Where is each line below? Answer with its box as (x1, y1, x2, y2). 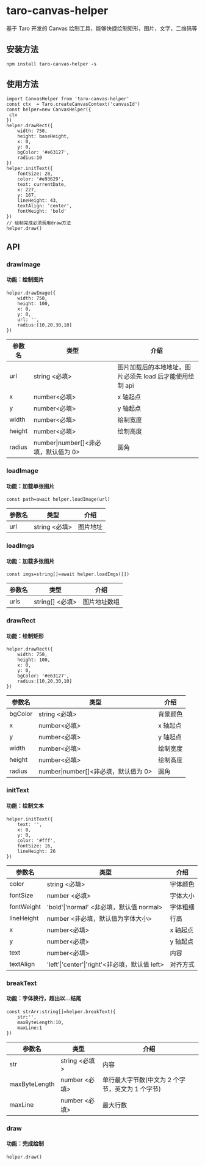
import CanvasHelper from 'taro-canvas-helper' (6, 95, 130, 101)
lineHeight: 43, (17, 197, 59, 204)
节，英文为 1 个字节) (102, 1085, 162, 1093)
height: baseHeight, (17, 133, 70, 139)
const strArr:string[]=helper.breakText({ (6, 1008, 116, 1015)
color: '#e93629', (17, 175, 64, 182)
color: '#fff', (17, 837, 56, 844)
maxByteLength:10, (17, 1019, 64, 1025)
